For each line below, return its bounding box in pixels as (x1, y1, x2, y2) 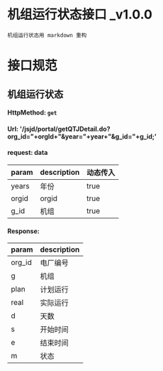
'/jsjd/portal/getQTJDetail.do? (19, 124, 111, 133)
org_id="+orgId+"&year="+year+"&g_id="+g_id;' (7, 132, 157, 141)
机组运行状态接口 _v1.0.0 (7, 6, 152, 23)
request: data (7, 149, 48, 157)
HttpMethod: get (7, 108, 57, 117)
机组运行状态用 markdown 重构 (7, 31, 87, 39)
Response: (7, 227, 40, 235)
